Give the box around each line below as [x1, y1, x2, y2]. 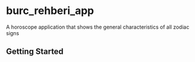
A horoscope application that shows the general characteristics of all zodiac [6, 23, 190, 30]
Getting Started [6, 47, 64, 57]
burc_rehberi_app [6, 4, 94, 18]
